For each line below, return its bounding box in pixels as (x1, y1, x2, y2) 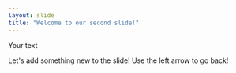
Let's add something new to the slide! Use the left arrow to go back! (8, 56, 229, 65)
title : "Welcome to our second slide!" (8, 19, 140, 27)
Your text (8, 40, 38, 49)
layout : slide (8, 11, 55, 20)
